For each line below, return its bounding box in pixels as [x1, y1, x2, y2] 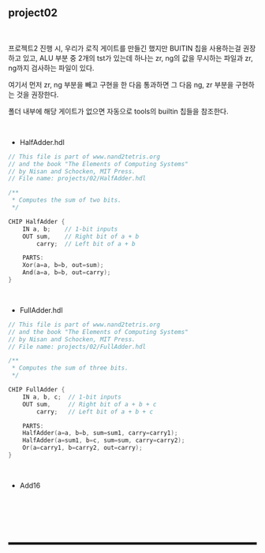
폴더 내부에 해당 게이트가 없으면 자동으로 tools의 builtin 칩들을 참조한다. [8, 106, 229, 116]
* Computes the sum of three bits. [11, 364, 129, 373]
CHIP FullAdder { [8, 386, 65, 394]
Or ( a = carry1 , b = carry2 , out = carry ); [22, 444, 144, 452]
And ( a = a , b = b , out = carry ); [22, 269, 111, 276]
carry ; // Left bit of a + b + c [36, 407, 154, 416]
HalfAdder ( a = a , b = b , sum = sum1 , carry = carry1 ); [22, 429, 178, 437]
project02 [8, 6, 58, 20]
